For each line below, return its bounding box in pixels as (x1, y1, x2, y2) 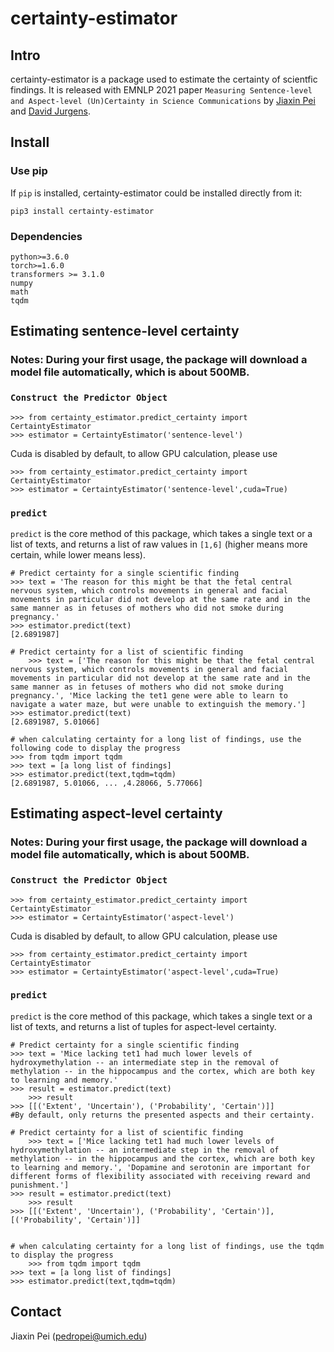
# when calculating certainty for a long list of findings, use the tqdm (10, 1241, 325, 1251)
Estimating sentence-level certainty (10, 323, 240, 340)
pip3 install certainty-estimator (10, 206, 155, 216)
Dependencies (10, 229, 83, 243)
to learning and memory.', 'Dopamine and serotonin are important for (10, 1162, 311, 1172)
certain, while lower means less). (10, 548, 147, 561)
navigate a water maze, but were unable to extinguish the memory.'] (10, 699, 307, 709)
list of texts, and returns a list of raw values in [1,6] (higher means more (10, 538, 308, 550)
